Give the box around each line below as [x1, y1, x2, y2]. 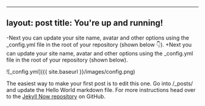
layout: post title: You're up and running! [6, 18, 164, 28]
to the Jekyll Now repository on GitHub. [6, 93, 106, 100]
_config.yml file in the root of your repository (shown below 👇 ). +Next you [6, 41, 192, 48]
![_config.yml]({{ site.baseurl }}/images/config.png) [6, 68, 135, 75]
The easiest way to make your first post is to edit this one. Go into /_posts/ [6, 80, 193, 87]
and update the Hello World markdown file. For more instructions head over [6, 86, 196, 93]
